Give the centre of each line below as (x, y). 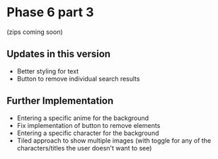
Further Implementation (60, 101)
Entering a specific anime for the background (83, 118)
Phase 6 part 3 (50, 12)
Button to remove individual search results (78, 78)
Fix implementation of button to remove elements (88, 125)
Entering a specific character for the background (88, 133)
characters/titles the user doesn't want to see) (84, 148)
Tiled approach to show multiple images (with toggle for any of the (114, 140)
